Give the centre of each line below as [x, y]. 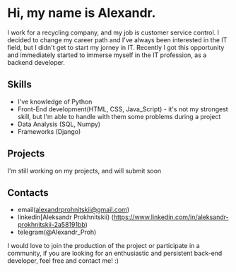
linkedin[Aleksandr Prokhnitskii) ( [66, 217]
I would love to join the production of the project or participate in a [104, 246]
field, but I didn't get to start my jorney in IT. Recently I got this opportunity [116, 47]
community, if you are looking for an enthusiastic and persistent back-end [115, 253]
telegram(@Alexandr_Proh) [57, 232]
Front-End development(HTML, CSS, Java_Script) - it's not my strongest [123, 109]
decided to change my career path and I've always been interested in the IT [117, 39]
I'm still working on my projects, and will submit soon [84, 171]
